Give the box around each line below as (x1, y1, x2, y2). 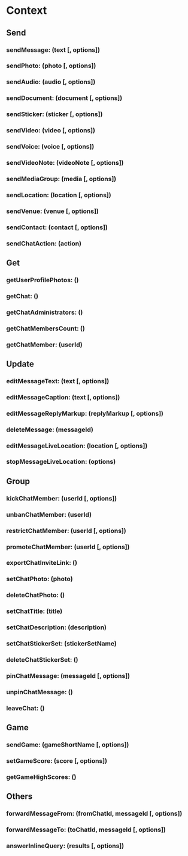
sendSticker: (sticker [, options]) (6, 110, 103, 119)
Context (6, 4, 47, 17)
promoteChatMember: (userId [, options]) (6, 543, 130, 551)
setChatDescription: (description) (6, 623, 107, 632)
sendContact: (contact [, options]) (6, 223, 108, 232)
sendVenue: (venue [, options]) (6, 207, 99, 215)
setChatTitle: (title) (6, 607, 63, 615)
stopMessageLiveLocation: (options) (6, 458, 116, 466)
